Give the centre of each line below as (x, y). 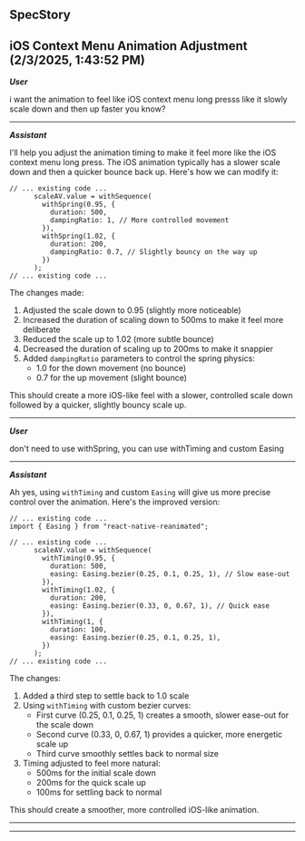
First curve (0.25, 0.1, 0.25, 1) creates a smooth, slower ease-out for (162, 715)
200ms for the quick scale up (91, 783)
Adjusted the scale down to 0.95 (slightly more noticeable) (132, 310)
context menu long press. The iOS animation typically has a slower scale (145, 162)
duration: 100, (78, 630)
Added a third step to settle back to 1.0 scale (106, 696)
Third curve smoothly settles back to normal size (128, 754)
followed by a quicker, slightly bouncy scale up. (98, 405)
